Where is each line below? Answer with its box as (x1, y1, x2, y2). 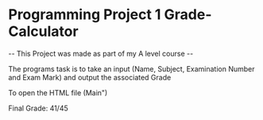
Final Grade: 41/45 (8, 103, 69, 113)
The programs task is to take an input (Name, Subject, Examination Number (8, 64, 256, 73)
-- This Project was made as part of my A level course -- (8, 48, 194, 58)
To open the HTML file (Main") (8, 87, 108, 97)
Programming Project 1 (8, 6, 161, 24)
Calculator (8, 22, 79, 41)
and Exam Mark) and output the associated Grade (8, 72, 172, 82)
